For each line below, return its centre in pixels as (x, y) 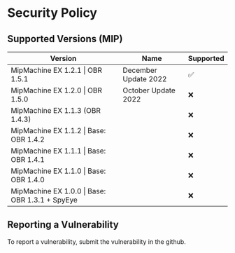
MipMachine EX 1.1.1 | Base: (58, 151)
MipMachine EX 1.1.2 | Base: (58, 131)
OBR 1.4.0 (28, 180)
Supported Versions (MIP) (65, 39)
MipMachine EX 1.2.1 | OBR (57, 70)
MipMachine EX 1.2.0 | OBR (57, 90)
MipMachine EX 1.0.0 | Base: (58, 191)
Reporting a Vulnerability (63, 225)
